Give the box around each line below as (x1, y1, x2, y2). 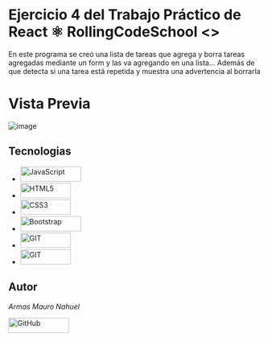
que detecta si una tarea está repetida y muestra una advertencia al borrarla (8, 66, 261, 76)
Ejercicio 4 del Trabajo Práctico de (8, 6, 241, 24)
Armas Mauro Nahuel (8, 302, 80, 311)
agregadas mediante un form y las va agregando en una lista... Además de (8, 58, 255, 68)
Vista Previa (8, 95, 91, 113)
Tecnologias (8, 145, 72, 158)
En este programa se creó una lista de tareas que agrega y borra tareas (8, 49, 245, 59)
